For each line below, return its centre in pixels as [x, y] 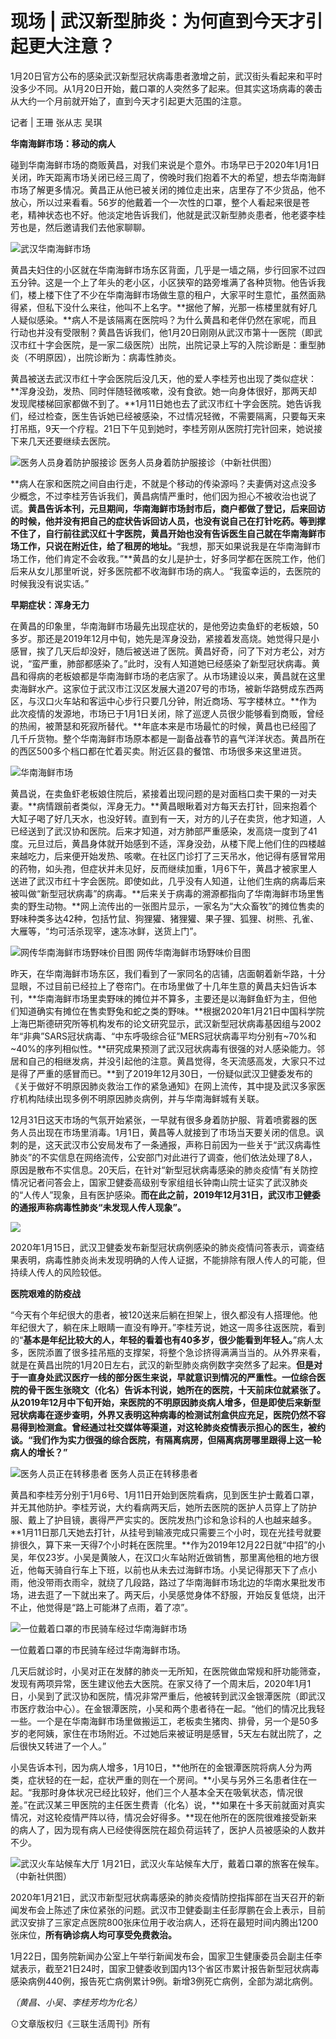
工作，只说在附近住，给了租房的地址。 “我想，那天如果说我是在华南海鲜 [165, 546]
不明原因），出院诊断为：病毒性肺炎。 [104, 357]
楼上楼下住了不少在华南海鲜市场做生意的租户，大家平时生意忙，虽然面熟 [176, 294]
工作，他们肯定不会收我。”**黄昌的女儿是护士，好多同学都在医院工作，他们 [172, 558]
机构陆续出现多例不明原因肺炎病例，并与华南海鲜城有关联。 [141, 1098]
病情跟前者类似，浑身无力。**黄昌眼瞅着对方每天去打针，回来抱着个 [177, 806]
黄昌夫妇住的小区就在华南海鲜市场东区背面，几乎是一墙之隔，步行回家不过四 [168, 269]
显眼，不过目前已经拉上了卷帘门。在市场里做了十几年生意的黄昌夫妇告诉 [159, 986]
